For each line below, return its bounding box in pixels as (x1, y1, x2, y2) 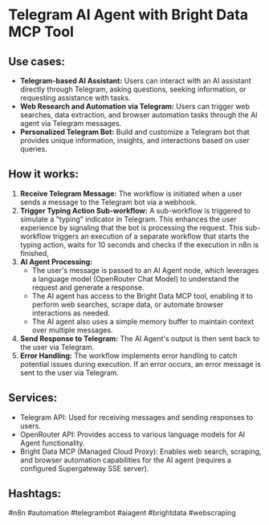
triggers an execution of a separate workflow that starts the (52, 231, 250, 241)
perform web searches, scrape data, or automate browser (31, 299, 224, 309)
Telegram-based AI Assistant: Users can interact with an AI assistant (19, 76, 251, 85)
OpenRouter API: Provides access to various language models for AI (19, 429, 246, 439)
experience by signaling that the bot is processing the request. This (19, 222, 243, 232)
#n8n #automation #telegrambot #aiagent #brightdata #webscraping (8, 508, 237, 518)
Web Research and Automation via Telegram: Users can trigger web (19, 102, 251, 111)
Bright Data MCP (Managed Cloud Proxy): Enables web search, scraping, (19, 446, 262, 456)
